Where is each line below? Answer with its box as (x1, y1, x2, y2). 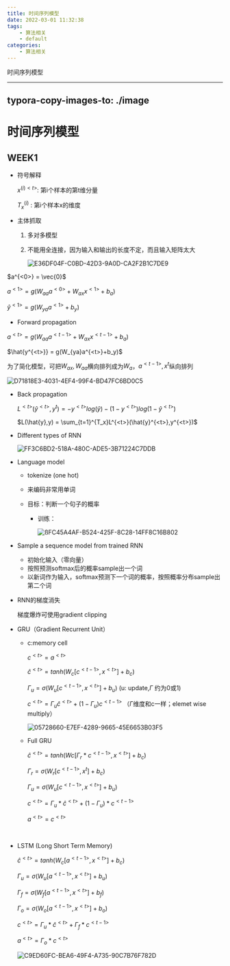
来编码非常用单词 (27, 485, 76, 493)
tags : (7, 23, 23, 30)
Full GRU (27, 736, 53, 744)
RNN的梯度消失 (16, 596, 60, 604)
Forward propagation (16, 318, 77, 327)
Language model (16, 458, 65, 466)
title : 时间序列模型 (7, 10, 60, 17)
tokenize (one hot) (27, 471, 79, 479)
